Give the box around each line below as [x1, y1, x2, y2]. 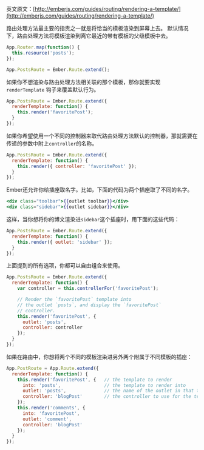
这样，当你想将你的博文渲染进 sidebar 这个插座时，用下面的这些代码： [6, 216, 180, 223]
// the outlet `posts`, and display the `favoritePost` [17, 302, 162, 308]
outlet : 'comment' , [22, 416, 72, 422]
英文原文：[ [6, 5, 35, 12]
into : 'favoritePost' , [22, 410, 80, 417]
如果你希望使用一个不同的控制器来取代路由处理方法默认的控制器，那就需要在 [6, 132, 198, 139]
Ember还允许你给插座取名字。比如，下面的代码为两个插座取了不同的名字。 [6, 186, 193, 193]
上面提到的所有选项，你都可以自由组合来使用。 [6, 262, 123, 269]
